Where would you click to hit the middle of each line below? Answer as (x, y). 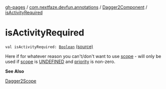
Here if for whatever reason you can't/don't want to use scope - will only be (83, 56)
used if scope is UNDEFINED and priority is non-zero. (60, 61)
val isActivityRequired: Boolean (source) (49, 46)
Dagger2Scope (21, 81)
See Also (14, 71)
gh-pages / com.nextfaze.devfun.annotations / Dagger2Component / (76, 7)
